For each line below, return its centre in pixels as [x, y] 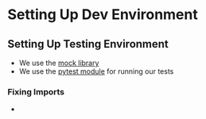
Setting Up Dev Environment [103, 15]
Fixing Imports [36, 91]
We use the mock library [59, 63]
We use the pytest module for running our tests [96, 71]
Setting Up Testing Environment [88, 44]
